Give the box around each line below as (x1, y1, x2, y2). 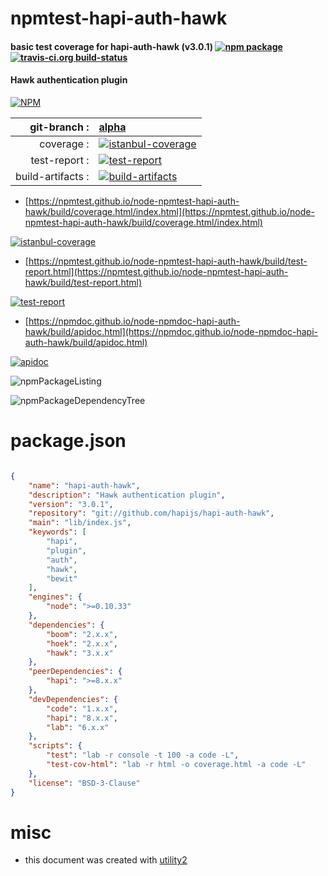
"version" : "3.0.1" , (28, 499, 114, 509)
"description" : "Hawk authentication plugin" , (28, 490, 226, 500)
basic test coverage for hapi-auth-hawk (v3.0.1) (10, 40, 214, 52)
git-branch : (29, 120, 90, 134)
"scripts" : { (28, 741, 83, 751)
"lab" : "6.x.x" (46, 722, 110, 732)
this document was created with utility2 (24, 854, 188, 866)
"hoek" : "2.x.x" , (46, 638, 118, 649)
